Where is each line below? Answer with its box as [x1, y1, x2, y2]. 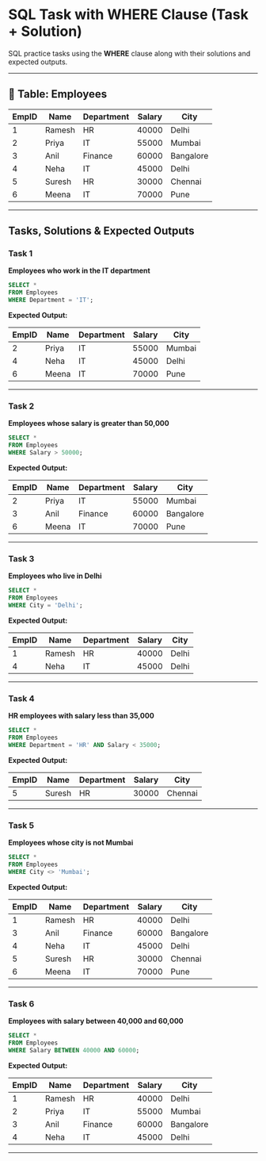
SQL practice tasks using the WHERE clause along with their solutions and [8, 48, 251, 58]
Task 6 [8, 998, 35, 1009]
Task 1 [8, 248, 33, 259]
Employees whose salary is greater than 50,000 [8, 419, 169, 428]
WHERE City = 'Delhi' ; [8, 601, 83, 610]
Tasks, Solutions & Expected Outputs [8, 224, 196, 238]
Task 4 [8, 692, 35, 703]
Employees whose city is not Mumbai [8, 838, 134, 848]
